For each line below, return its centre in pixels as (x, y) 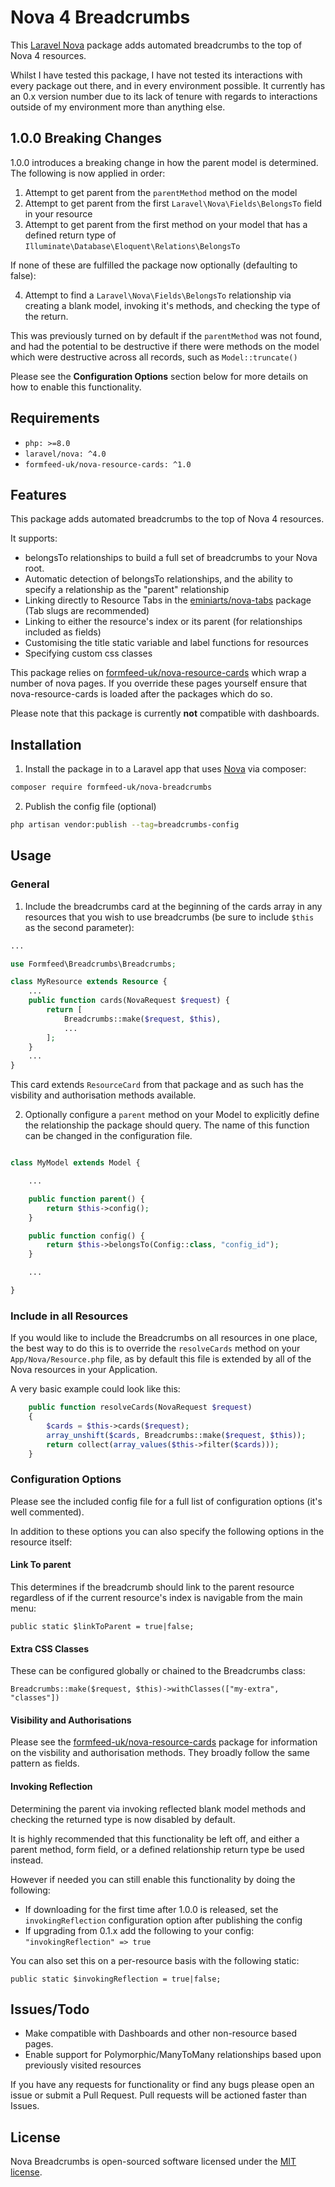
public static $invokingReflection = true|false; (116, 1979)
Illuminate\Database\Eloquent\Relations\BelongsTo (132, 246)
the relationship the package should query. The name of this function (167, 1125)
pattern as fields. (45, 1763)
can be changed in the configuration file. (108, 1136)
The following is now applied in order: (88, 173)
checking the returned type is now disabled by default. (123, 1819)
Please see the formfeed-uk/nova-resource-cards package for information (164, 1742)
